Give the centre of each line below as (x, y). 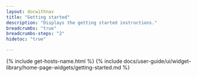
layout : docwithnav (30, 12)
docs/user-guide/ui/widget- (157, 61)
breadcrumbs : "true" (32, 28)
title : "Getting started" (38, 17)
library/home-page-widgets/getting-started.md (64, 68)
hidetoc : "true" (26, 39)
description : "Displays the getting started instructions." (82, 23)
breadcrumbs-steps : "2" (35, 34)
